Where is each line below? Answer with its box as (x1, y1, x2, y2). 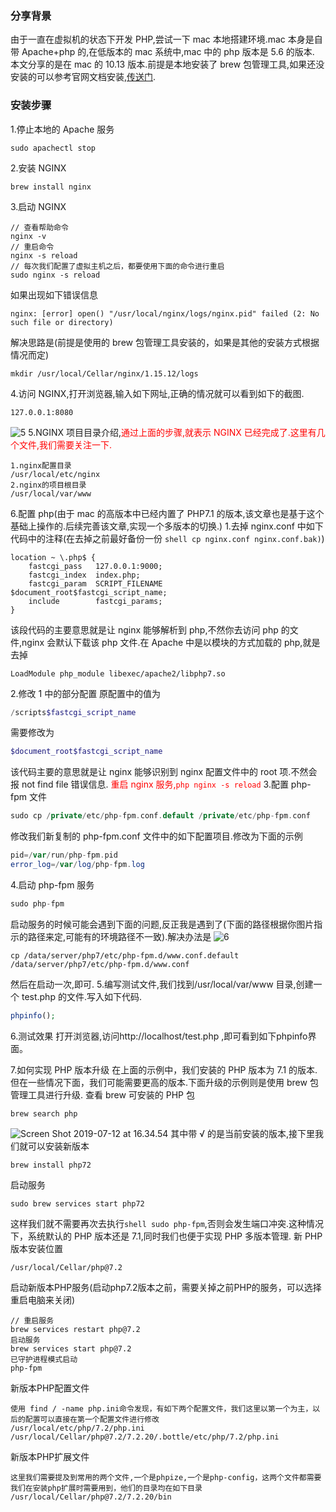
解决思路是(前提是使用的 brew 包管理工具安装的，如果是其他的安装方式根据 (10, 336, 320, 348)
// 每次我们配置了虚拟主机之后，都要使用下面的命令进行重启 (10, 261, 225, 271)
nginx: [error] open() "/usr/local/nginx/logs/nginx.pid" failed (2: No (10, 308, 320, 319)
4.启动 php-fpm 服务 (10, 878, 95, 891)
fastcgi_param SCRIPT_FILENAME (28, 578, 163, 589)
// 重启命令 (10, 242, 55, 252)
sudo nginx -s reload (10, 270, 101, 280)
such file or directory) (10, 317, 114, 327)
